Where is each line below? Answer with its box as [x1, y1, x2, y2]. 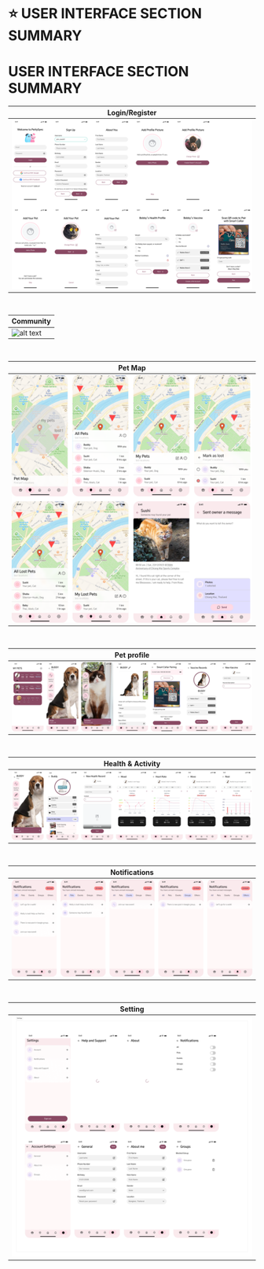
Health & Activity [103, 758, 161, 768]
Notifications [109, 867, 155, 876]
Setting [119, 1004, 145, 1013]
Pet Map [117, 363, 147, 372]
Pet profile [114, 650, 150, 659]
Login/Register [107, 108, 157, 117]
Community [11, 316, 51, 326]
